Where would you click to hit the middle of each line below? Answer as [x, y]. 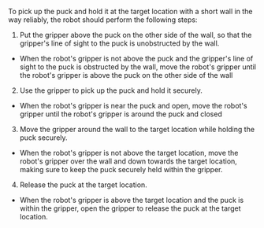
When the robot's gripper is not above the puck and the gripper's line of [136, 59]
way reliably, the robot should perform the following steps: [103, 20]
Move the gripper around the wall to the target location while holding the [137, 129]
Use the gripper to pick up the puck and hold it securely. [111, 90]
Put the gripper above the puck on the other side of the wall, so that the [136, 35]
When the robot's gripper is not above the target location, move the [129, 153]
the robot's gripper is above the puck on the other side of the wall [126, 75]
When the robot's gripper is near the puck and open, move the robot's [134, 106]
